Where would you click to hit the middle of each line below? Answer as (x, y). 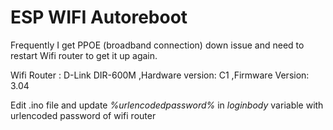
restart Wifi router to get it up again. (84, 55)
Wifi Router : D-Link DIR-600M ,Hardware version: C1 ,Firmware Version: (160, 75)
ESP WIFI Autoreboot (99, 17)
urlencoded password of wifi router (83, 115)
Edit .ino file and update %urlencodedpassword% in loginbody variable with (167, 105)
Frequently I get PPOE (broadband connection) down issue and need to (157, 45)
